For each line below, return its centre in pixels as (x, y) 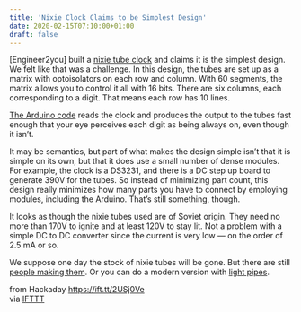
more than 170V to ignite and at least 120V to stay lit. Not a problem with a (146, 226)
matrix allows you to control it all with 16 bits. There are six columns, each (146, 88)
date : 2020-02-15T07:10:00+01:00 (72, 26)
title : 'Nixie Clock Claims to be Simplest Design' (108, 17)
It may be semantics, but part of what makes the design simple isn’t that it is (150, 152)
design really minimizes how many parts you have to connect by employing (148, 190)
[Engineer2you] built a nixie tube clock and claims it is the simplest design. (147, 60)
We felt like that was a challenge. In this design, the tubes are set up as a (144, 69)
